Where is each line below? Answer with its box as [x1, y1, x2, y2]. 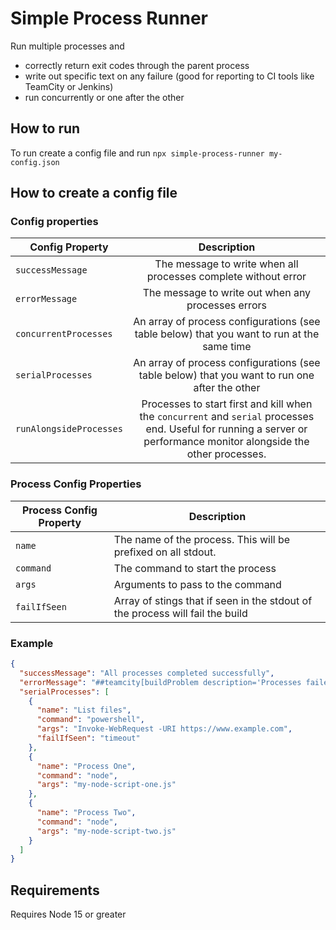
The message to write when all [154, 257, 299, 271]
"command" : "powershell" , [36, 715, 145, 725]
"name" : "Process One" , [36, 761, 137, 771]
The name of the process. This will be [113, 532, 291, 546]
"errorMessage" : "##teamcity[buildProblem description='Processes [19, 677, 302, 687]
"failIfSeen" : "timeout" [36, 733, 141, 744]
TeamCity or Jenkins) [24, 80, 114, 92]
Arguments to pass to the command [113, 577, 282, 591]
